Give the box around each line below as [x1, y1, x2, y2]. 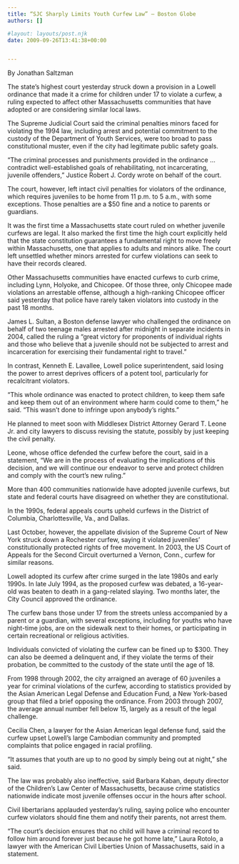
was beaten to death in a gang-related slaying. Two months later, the [18, 587, 220, 596]
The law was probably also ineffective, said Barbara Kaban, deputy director [7, 776, 230, 785]
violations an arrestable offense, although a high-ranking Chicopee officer [7, 288, 225, 297]
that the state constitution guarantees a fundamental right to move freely [7, 236, 221, 245]
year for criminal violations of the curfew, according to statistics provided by [7, 682, 232, 690]
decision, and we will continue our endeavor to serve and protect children [7, 463, 224, 472]
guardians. [7, 208, 39, 216]
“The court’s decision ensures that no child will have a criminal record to [7, 827, 220, 835]
